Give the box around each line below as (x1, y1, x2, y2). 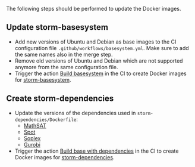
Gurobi (23, 141, 40, 148)
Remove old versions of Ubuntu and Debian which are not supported (14, 57, 183, 64)
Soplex (23, 134, 41, 142)
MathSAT (23, 122, 46, 129)
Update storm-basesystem (6, 22, 109, 32)
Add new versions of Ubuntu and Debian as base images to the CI (14, 38, 177, 45)
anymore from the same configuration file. (14, 63, 118, 70)
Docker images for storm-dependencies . (14, 153, 115, 160)
